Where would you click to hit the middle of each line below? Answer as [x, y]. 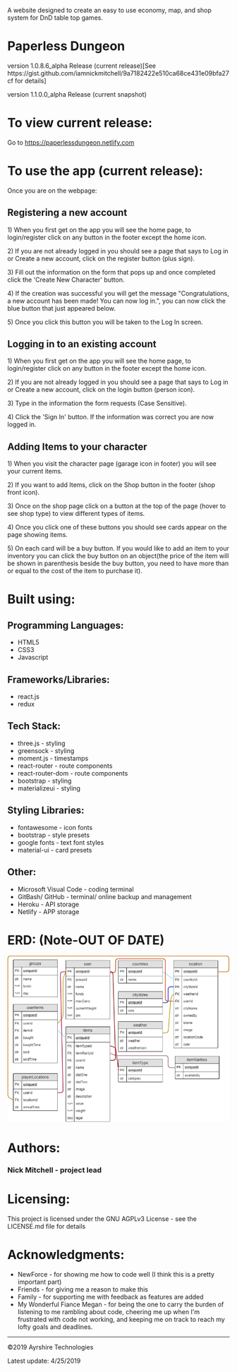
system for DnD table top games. [55, 18]
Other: [22, 872]
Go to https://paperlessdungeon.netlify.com [71, 142]
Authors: [34, 1148]
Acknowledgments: [66, 1255]
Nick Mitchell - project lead [55, 1170]
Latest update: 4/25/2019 [44, 1361]
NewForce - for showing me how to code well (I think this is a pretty [116, 1275]
